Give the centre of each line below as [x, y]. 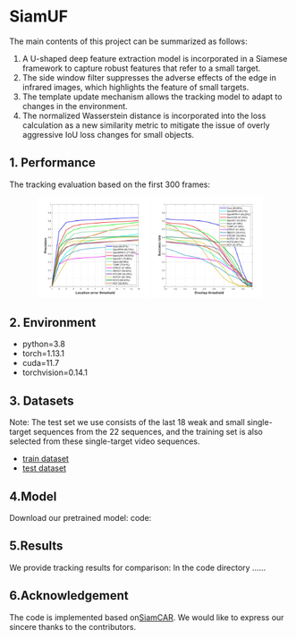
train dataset [46, 459]
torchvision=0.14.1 [55, 372]
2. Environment [53, 323]
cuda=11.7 [41, 363]
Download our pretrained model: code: [80, 518]
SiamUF [39, 17]
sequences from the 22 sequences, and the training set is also [148, 432]
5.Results [36, 546]
